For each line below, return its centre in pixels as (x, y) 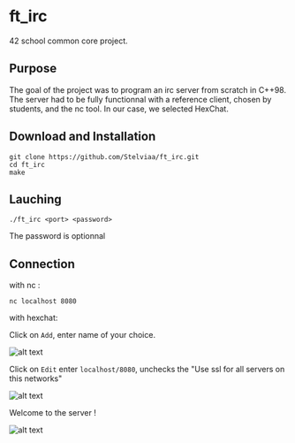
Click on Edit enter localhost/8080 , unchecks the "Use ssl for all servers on (147, 370)
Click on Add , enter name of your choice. (83, 335)
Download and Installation (83, 137)
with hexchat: (34, 318)
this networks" (36, 378)
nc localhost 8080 (43, 302)
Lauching (35, 199)
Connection (42, 264)
